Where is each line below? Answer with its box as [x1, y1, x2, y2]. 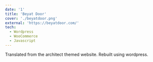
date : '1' [5, 7, 25, 12]
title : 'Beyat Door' [5, 12, 47, 16]
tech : [5, 25, 16, 30]
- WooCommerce [9, 34, 38, 39]
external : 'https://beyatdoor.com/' [5, 20, 79, 25]
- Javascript [9, 38, 36, 43]
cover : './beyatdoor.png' [5, 16, 57, 21]
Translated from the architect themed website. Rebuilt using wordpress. [5, 51, 149, 57]
